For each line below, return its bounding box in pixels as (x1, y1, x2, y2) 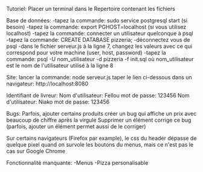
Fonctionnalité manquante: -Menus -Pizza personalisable (6, 159, 149, 166)
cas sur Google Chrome (6, 148, 65, 154)
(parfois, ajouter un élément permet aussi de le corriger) (6, 123, 146, 130)
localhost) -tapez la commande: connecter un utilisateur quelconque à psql (6, 30, 193, 37)
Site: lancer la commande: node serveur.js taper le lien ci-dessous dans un (6, 74, 192, 81)
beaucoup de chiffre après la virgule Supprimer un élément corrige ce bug (6, 116, 192, 124)
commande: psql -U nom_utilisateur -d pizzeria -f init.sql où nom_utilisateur (6, 56, 194, 62)
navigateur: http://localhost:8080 (6, 80, 89, 87)
